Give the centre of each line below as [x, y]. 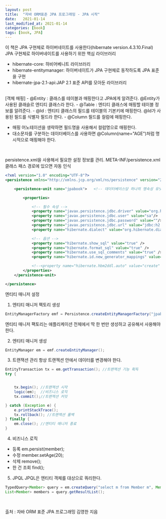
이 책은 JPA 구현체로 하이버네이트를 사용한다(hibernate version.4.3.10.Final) [79, 47]
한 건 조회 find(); [28, 467]
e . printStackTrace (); [36, 410]
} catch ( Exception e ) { [31, 405]
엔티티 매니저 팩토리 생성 [36, 304]
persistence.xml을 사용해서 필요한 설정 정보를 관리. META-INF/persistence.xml [83, 160]
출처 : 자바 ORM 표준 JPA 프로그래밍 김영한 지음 [51, 512]
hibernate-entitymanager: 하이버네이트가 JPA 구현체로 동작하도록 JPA [81, 70]
